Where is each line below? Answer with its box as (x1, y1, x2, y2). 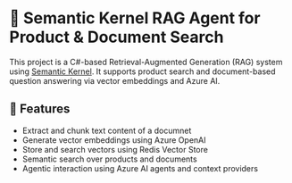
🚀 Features (9, 102, 71, 117)
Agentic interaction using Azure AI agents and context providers (21, 162, 259, 173)
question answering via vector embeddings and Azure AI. (9, 75, 221, 86)
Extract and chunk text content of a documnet (21, 125, 192, 136)
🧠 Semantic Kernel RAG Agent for (9, 8, 261, 29)
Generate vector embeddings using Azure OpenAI (21, 134, 206, 146)
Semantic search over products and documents (21, 154, 198, 164)
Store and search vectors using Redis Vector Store (21, 144, 208, 154)
